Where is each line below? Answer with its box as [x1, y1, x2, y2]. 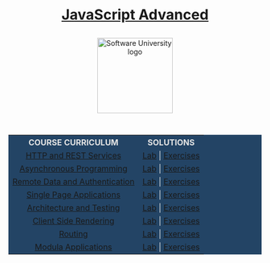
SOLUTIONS [147, 137, 195, 148]
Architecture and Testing [27, 202, 121, 213]
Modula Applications [35, 241, 112, 253]
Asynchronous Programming [19, 162, 128, 174]
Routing [59, 228, 88, 239]
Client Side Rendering [32, 215, 115, 226]
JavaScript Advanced [61, 6, 209, 24]
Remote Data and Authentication [12, 175, 135, 187]
